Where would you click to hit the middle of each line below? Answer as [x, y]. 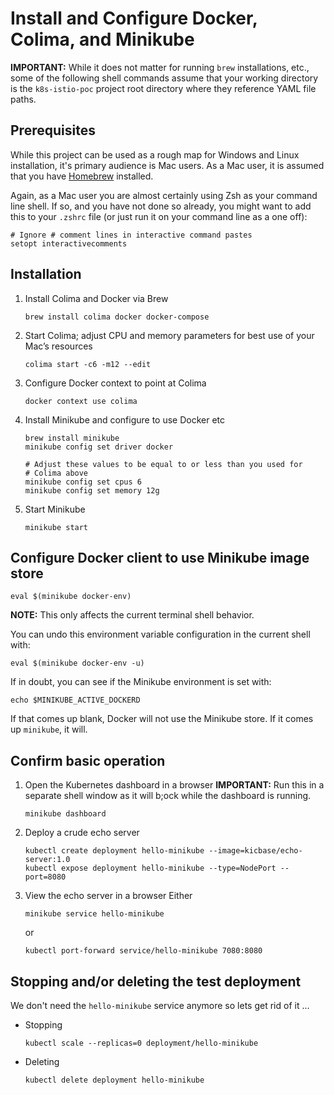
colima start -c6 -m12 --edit [88, 364]
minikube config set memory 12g [92, 490]
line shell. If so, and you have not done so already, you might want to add [161, 206]
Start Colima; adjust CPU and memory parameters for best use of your [169, 335]
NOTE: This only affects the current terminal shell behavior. [132, 615]
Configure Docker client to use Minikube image [160, 557]
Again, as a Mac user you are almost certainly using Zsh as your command [164, 195]
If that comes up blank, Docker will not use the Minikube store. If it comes [162, 719]
